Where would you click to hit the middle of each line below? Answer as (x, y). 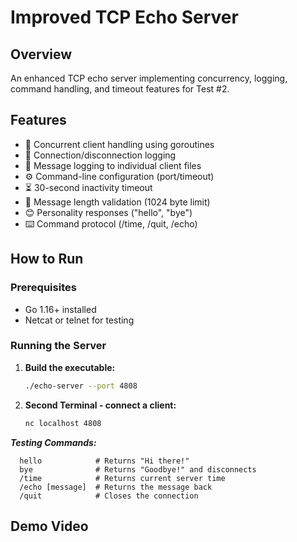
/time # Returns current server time (122, 478)
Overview (41, 54)
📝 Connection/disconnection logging (100, 155)
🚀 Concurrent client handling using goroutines (119, 144)
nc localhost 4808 (63, 423)
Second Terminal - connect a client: (100, 405)
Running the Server (58, 346)
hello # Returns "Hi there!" (104, 461)
